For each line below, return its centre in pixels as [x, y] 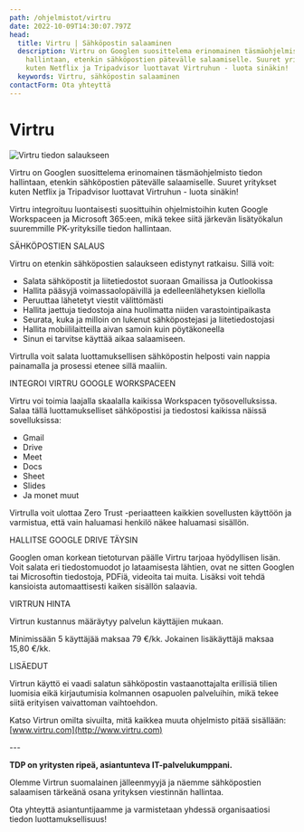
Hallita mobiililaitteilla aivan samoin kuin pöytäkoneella [123, 329]
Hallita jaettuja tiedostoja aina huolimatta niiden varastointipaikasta [147, 309]
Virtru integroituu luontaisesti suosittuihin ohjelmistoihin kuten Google [139, 209]
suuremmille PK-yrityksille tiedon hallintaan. [90, 228]
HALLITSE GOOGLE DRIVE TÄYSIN [74, 540]
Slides [34, 486]
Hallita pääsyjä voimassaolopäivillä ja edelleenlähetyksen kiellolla [144, 290]
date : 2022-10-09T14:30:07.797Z [70, 26]
